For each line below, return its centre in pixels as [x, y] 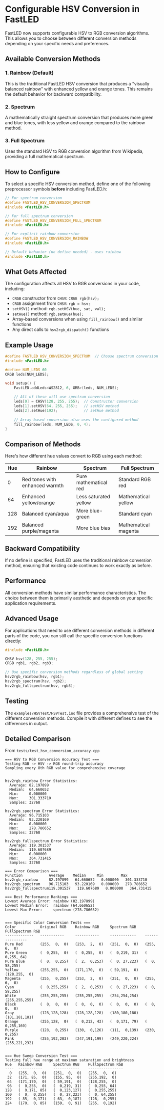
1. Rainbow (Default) [30, 73]
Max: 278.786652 [30, 828]
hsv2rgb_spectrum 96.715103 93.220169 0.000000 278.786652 [76, 884]
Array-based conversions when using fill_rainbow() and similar [77, 319]
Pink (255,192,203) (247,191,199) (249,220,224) [72, 1039]
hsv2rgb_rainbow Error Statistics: [41, 781]
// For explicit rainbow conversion [42, 234]
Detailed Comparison [38, 739]
